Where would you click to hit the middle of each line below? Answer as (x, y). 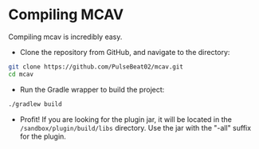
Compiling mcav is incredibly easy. (65, 37)
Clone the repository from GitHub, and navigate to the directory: (125, 52)
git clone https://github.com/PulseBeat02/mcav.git (96, 67)
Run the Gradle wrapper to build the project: (92, 89)
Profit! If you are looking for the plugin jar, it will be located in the (126, 119)
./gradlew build (35, 104)
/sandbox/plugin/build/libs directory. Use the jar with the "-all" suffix (135, 127)
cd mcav (21, 74)
